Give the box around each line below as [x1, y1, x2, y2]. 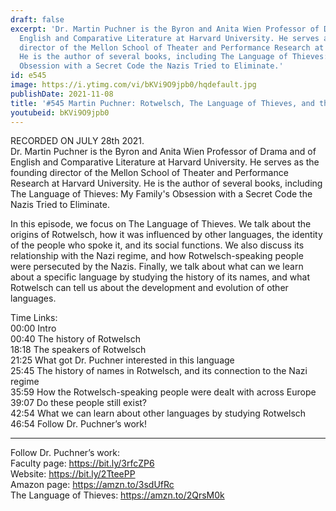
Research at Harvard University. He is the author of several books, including [10, 177, 323, 190]
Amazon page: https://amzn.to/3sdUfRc [10, 479, 175, 491]
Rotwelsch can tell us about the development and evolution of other [10, 282, 289, 294]
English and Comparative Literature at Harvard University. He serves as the [10, 156, 320, 168]
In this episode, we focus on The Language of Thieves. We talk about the [10, 218, 312, 230]
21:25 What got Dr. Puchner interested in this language [10, 354, 235, 366]
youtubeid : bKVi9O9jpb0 [10, 107, 110, 118]
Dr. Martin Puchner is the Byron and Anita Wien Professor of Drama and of [10, 146, 317, 158]
